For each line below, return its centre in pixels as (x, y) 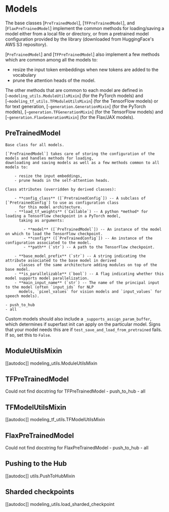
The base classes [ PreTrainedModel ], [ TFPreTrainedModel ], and (70, 23)
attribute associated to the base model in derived (61, 260)
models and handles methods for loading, (50, 158)
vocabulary (24, 75)
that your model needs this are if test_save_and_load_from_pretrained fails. (84, 329)
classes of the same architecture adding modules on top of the (88, 265)
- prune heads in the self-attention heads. (62, 180)
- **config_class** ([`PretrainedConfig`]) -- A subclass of (80, 198)
